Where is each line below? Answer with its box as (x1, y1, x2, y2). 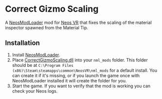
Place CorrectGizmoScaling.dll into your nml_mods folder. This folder (12, 57, 148, 63)
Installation (5, 39, 40, 47)
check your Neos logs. (12, 88, 58, 94)
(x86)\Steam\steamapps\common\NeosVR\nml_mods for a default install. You (12, 67, 158, 73)
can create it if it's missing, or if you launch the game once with (12, 72, 140, 79)
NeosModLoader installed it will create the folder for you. (12, 78, 127, 83)
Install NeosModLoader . (12, 52, 61, 58)
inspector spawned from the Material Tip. (5, 24, 89, 30)
